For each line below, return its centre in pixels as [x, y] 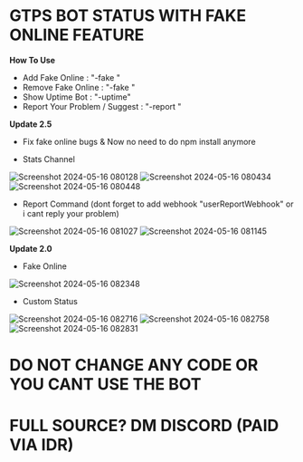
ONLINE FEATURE [77, 35]
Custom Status [50, 301]
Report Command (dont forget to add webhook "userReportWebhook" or [158, 204]
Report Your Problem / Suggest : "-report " [102, 106]
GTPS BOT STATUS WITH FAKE [128, 16]
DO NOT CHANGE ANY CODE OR [134, 366]
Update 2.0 [31, 248]
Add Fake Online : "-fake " [71, 77]
